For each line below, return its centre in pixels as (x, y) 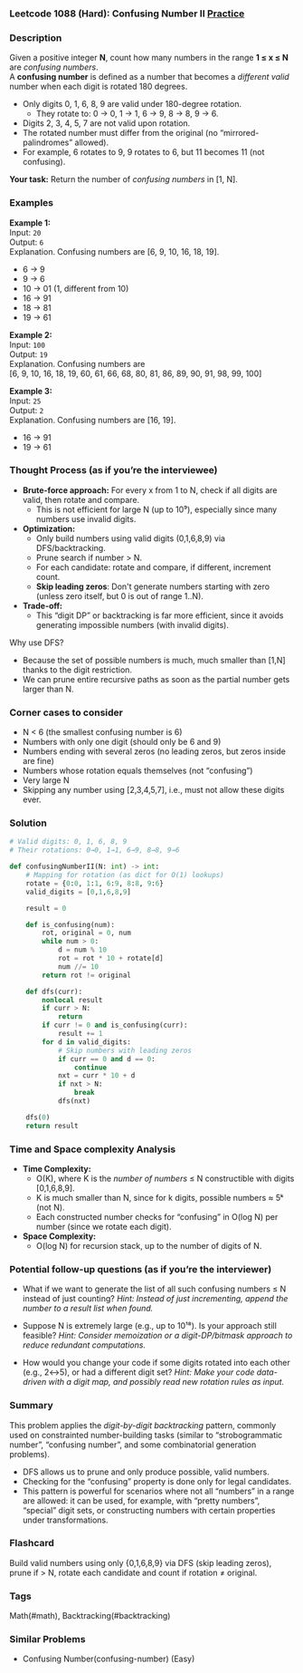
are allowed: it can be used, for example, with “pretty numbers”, (141, 1500)
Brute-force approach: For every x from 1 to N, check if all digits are (150, 490)
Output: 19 (28, 354)
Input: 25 (25, 401)
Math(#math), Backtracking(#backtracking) (90, 1616)
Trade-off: (43, 605)
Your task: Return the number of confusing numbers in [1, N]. (123, 179)
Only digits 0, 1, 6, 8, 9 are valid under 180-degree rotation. (132, 104)
